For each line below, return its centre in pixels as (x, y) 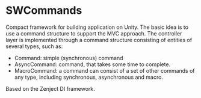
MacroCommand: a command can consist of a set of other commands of (104, 70)
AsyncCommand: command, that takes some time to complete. (92, 64)
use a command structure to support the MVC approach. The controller (94, 33)
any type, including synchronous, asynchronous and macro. (89, 77)
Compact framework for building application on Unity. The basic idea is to (97, 27)
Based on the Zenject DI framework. (51, 88)
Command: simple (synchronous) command (69, 58)
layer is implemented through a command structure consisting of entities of (99, 40)
